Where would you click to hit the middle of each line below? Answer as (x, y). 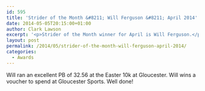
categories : (21, 52)
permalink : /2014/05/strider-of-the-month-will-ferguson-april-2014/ (97, 46)
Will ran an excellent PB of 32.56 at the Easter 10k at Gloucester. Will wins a (101, 75)
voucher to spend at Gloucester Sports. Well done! (70, 81)
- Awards (23, 57)
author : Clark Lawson (34, 29)
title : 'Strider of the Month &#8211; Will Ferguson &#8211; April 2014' (102, 18)
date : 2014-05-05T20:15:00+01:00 (49, 23)
